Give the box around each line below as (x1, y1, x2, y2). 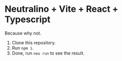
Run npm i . (11, 45, 34, 51)
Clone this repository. (11, 39, 56, 45)
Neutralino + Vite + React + (4, 3, 119, 15)
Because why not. (4, 30, 42, 36)
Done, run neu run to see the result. (11, 50, 85, 56)
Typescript (4, 14, 51, 25)
